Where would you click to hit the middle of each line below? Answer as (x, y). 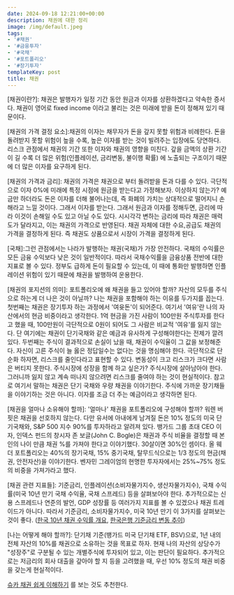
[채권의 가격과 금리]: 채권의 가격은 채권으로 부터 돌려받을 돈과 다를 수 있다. (108, 182)
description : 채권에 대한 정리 (47, 20)
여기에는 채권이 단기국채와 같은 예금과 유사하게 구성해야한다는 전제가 (117, 333)
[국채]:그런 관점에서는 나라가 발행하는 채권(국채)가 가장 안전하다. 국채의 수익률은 (116, 249)
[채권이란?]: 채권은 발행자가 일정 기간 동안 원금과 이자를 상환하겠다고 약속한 (110, 99)
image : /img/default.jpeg (45, 27)
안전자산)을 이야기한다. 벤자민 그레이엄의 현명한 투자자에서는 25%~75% (115, 462)
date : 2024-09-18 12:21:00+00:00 (56, 14)
